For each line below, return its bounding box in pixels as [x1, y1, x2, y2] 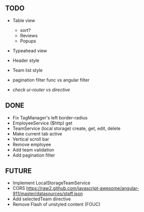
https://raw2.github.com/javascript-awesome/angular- [26, 185, 139, 191]
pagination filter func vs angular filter [12, 77, 90, 83]
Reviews [20, 32, 38, 38]
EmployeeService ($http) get [12, 120, 73, 126]
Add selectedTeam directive [12, 196, 71, 202]
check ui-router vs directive [12, 87, 70, 93]
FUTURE [5, 167, 32, 175]
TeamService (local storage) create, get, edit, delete [12, 125, 121, 131]
